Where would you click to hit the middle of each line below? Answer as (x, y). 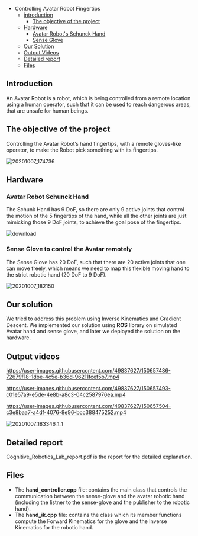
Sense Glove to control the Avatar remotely (69, 249)
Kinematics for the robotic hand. (54, 527)
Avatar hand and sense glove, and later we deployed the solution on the (93, 332)
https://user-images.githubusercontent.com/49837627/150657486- (89, 371)
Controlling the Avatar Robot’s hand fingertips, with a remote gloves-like (94, 143)
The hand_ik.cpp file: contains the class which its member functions (98, 515)
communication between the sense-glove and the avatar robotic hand (100, 496)
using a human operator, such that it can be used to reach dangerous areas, (98, 104)
